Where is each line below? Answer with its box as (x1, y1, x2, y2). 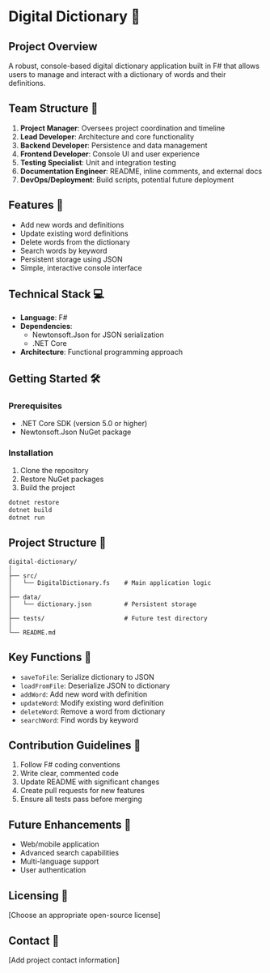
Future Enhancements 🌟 (8, 817, 132, 831)
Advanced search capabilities (19, 848, 120, 858)
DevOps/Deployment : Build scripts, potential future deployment (19, 174, 234, 185)
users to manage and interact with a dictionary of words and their (8, 70, 226, 79)
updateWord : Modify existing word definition (19, 698, 164, 707)
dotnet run (8, 514, 45, 522)
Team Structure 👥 (8, 101, 99, 116)
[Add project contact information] (8, 955, 120, 965)
